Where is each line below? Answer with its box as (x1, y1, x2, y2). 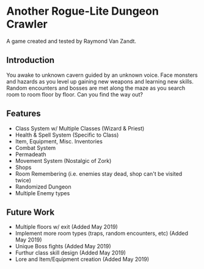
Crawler (6, 17, 48, 31)
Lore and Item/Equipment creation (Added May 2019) (15, 256, 150, 263)
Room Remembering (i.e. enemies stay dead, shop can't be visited (15, 170, 183, 178)
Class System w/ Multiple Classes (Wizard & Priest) (15, 124, 145, 132)
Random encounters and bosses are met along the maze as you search (6, 84, 186, 91)
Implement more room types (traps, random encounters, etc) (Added (15, 230, 188, 237)
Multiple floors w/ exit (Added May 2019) (15, 223, 118, 231)
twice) (15, 176, 32, 184)
